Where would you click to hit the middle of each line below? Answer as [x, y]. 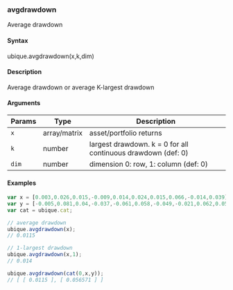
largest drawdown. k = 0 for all [139, 144]
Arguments [24, 103]
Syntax [18, 40]
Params [24, 121]
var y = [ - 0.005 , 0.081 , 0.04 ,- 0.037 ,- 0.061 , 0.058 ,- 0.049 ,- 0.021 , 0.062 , [111, 203]
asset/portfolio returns [126, 133]
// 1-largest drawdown [40, 248]
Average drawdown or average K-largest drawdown [81, 87]
